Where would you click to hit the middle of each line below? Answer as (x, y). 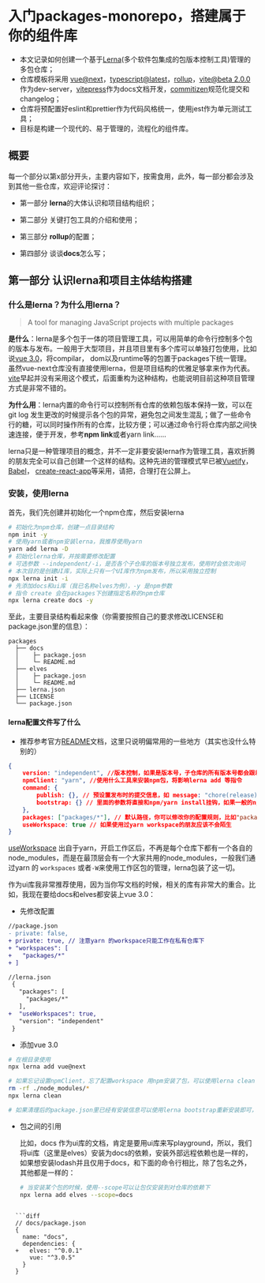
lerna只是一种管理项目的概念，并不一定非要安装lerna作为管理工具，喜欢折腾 (132, 452)
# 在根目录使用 (30, 1060)
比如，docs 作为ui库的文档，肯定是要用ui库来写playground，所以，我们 (136, 1142)
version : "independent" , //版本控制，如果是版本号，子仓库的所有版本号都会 (136, 773)
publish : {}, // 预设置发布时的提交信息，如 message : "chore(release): (149, 795)
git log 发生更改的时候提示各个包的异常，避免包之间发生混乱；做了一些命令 (130, 415)
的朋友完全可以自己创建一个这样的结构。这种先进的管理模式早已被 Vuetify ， (131, 461)
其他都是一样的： (47, 1172)
